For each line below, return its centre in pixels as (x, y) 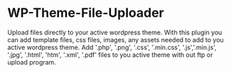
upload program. (32, 62)
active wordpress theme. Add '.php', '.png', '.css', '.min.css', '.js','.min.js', (112, 47)
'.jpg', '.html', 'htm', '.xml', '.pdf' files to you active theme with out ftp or (110, 55)
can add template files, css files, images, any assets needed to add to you (116, 39)
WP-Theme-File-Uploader (86, 13)
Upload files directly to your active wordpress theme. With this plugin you (115, 32)
